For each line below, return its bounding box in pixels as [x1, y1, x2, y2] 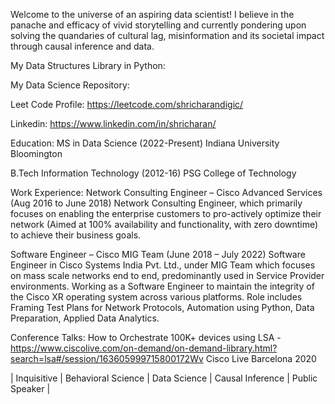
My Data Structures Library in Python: [10, 60, 166, 71]
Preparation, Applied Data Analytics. [10, 312, 160, 324]
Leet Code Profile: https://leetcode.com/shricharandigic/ [10, 99, 244, 110]
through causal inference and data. [10, 40, 155, 52]
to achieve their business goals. [10, 229, 142, 241]
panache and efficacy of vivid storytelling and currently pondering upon [10, 19, 307, 31]
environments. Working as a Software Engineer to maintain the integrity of [10, 280, 315, 292]
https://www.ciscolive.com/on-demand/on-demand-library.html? [10, 342, 278, 354]
